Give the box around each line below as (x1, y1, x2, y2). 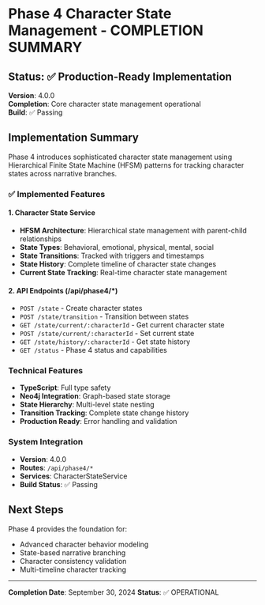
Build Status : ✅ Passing (19, 479, 99, 489)
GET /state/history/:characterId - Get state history (19, 337, 191, 346)
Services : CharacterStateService (19, 471, 128, 481)
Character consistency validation (19, 556, 127, 565)
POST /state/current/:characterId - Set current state (19, 329, 195, 338)
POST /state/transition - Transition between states (19, 312, 189, 321)
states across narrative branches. (8, 168, 118, 178)
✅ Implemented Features (8, 188, 106, 199)
